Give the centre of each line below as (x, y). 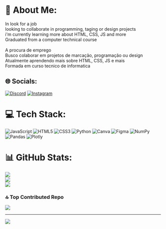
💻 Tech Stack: (36, 114)
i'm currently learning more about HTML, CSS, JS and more (66, 34)
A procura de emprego (28, 50)
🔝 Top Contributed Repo (35, 197)
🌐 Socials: (21, 81)
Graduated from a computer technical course (51, 40)
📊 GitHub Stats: (39, 157)
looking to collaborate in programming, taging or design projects (71, 29)
